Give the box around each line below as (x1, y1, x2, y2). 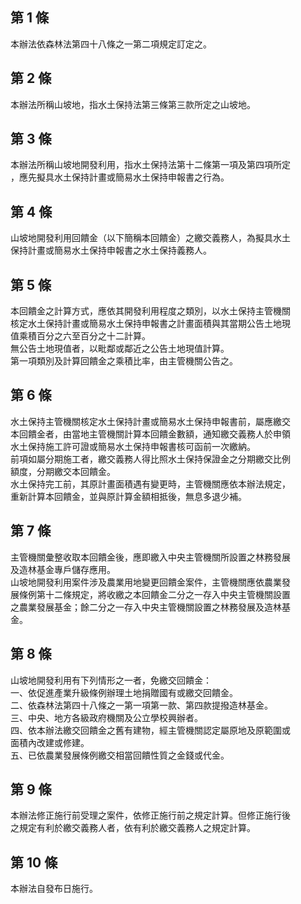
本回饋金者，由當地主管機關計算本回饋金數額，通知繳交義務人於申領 (10, 428, 291, 440)
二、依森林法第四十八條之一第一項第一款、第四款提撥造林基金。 (10, 699, 273, 711)
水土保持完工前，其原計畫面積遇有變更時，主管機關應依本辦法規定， (10, 478, 291, 490)
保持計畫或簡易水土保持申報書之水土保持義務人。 (10, 244, 212, 257)
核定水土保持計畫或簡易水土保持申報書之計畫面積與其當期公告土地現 (10, 318, 291, 330)
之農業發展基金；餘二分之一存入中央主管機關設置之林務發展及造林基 (10, 601, 291, 613)
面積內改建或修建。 (10, 736, 90, 748)
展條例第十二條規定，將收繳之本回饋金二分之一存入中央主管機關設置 (10, 588, 291, 600)
